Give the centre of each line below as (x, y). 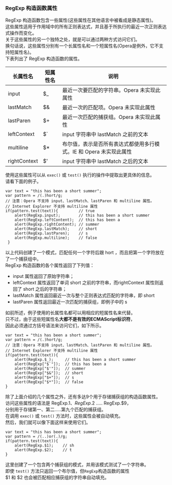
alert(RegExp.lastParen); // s (51, 234)
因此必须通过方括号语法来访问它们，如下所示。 (55, 326)
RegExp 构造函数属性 (31, 8)
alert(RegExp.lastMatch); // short (56, 229)
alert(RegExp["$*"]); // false (49, 382)
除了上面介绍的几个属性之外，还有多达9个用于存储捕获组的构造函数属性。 (83, 397)
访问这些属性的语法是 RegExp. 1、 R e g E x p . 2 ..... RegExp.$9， (68, 403)
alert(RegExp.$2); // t (43, 450)
